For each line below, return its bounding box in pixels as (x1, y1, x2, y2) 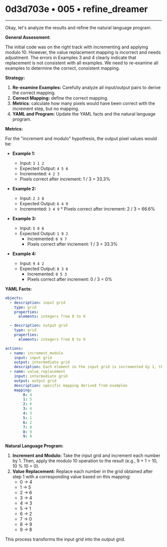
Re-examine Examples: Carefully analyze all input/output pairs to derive (12, 84, 161, 90)
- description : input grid (9, 300, 66, 305)
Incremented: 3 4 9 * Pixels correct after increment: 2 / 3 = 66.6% (19, 206, 156, 212)
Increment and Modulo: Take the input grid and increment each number (12, 452, 161, 459)
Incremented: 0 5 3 (27, 271, 67, 277)
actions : (5, 346, 23, 351)
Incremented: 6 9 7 (27, 236, 67, 242)
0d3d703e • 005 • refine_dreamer (5, 3, 148, 15)
